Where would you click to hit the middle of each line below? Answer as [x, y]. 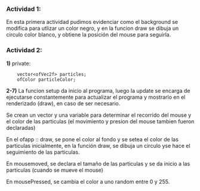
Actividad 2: [24, 50]
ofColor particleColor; [47, 80]
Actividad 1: [24, 9]
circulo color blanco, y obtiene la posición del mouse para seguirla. [89, 35]
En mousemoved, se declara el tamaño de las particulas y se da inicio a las [98, 163]
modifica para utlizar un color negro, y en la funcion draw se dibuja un [93, 28]
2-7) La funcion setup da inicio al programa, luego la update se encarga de [98, 90]
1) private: [19, 63]
